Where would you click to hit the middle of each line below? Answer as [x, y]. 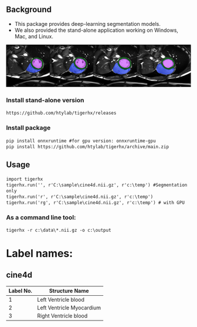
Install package [28, 128]
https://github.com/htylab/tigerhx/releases [61, 113]
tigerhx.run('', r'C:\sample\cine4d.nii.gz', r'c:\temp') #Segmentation [97, 185]
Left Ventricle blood [61, 299]
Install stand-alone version [45, 101]
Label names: [40, 254]
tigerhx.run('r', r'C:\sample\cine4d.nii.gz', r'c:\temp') [80, 196]
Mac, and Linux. [34, 36]
